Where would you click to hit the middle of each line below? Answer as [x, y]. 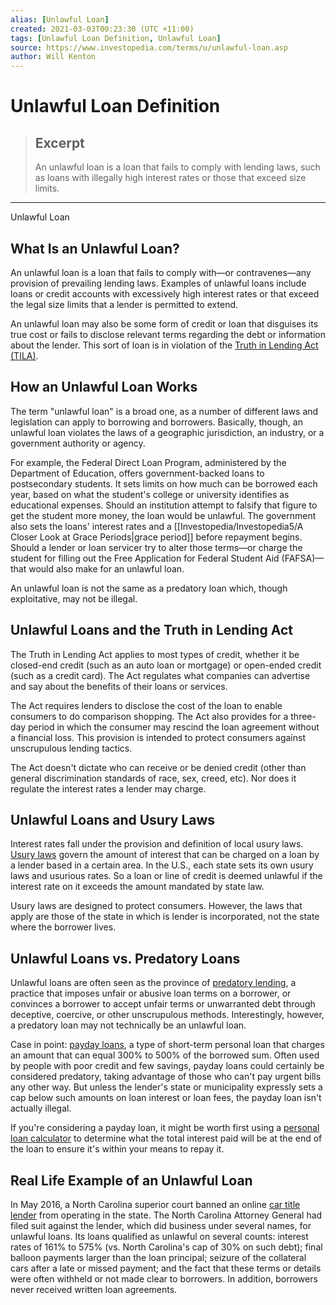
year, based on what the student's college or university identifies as [150, 494]
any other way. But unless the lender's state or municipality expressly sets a [166, 1087]
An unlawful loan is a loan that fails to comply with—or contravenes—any [161, 272]
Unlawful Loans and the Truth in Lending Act [151, 630]
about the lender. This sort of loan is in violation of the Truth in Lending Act [164, 345]
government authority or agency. [78, 443]
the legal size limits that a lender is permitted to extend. [124, 304]
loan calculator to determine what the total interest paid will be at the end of [166, 1138]
